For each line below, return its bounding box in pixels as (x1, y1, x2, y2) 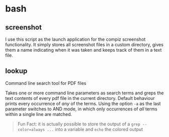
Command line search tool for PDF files (5, 80, 87, 86)
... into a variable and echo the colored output (47, 126, 143, 132)
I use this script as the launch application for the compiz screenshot (5, 36, 146, 42)
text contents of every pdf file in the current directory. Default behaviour (5, 95, 155, 101)
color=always (17, 127, 45, 132)
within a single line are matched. (5, 111, 72, 117)
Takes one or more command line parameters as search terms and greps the (5, 90, 164, 96)
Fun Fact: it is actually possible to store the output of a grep (17, 121, 141, 127)
